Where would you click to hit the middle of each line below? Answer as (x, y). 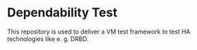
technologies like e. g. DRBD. (48, 38)
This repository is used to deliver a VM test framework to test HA (99, 32)
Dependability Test (62, 13)
